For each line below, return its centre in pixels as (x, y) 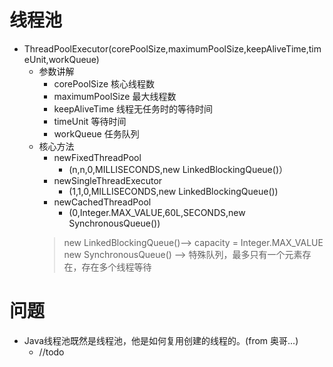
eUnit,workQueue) (61, 59)
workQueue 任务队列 (96, 133)
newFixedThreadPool (97, 157)
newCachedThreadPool (102, 202)
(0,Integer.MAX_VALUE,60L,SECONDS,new (157, 212)
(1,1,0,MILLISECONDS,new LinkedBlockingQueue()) (173, 191)
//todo (51, 352)
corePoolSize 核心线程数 (104, 83)
